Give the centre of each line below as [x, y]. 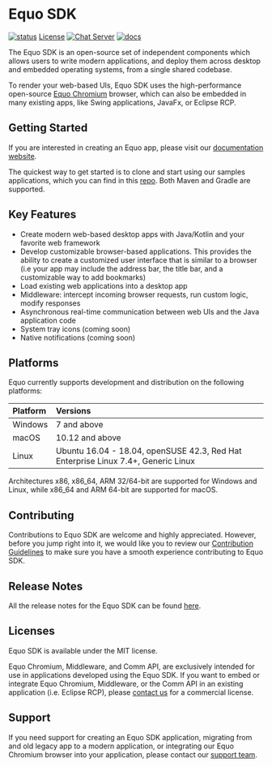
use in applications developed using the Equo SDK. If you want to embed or [134, 675]
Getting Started [48, 128]
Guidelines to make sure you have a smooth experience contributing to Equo [136, 552]
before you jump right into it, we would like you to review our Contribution [131, 543]
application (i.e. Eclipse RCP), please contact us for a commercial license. [131, 692]
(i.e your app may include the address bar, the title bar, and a [121, 268]
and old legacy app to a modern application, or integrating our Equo [121, 746]
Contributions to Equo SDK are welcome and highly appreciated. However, [132, 535]
